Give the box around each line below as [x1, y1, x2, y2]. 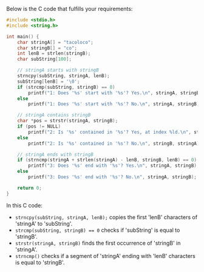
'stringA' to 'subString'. [15, 220, 73, 227]
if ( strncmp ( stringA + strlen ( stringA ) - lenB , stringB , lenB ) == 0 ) [17, 157, 197, 163]
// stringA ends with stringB [17, 152, 94, 158]
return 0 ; [17, 185, 42, 191]
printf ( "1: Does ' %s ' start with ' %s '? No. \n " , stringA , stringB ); [28, 101, 202, 107]
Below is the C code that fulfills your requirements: [6, 5, 133, 12]
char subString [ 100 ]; [17, 56, 72, 63]
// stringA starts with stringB [17, 67, 99, 74]
